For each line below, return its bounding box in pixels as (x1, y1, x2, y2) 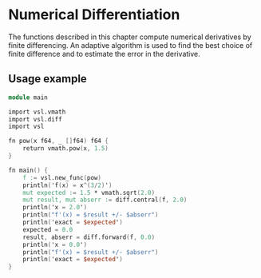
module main (8, 93, 48, 101)
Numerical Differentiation (8, 6, 180, 24)
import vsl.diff (8, 115, 62, 123)
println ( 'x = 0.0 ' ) (22, 240, 88, 248)
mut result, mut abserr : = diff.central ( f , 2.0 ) (22, 196, 188, 205)
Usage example (8, 72, 88, 85)
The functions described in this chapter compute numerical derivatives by (8, 32, 251, 42)
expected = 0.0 (22, 225, 73, 233)
